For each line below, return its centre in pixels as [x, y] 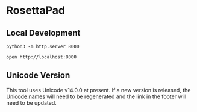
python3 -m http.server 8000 [43, 46]
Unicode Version [38, 76]
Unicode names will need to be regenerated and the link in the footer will [96, 96]
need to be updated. [32, 102]
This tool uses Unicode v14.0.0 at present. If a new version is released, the [98, 90]
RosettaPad [36, 11]
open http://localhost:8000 [42, 57]
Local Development [43, 33]
